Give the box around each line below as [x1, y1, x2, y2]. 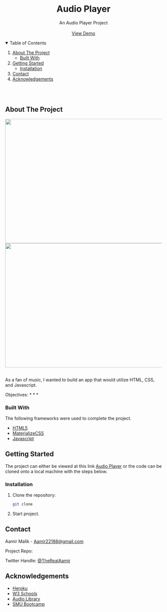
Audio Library [12, 596, 41, 602]
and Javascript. [5, 382, 37, 388]
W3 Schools [12, 590, 38, 597]
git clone [12, 502, 33, 507]
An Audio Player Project [59, 19, 108, 25]
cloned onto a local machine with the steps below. [5, 468, 108, 474]
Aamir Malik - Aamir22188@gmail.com [5, 538, 83, 544]
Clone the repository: [12, 492, 56, 498]
